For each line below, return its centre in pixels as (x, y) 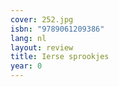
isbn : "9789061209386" (57, 29)
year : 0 (26, 66)
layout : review (42, 47)
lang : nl (28, 38)
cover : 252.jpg (42, 19)
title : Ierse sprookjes (60, 57)
